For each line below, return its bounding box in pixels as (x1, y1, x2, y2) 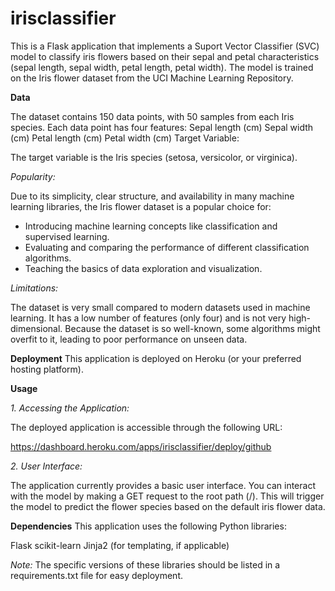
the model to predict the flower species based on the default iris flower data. (10, 500, 326, 512)
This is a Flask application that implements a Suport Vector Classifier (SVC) (10, 40, 320, 52)
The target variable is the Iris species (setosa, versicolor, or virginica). (10, 151, 298, 163)
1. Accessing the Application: (10, 402, 130, 414)
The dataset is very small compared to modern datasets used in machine (10, 301, 311, 313)
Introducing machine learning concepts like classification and (24, 220, 278, 232)
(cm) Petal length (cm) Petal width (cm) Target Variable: (10, 132, 240, 144)
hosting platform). (10, 363, 84, 375)
